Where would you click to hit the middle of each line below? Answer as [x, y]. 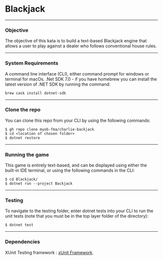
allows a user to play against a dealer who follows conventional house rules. [81, 46]
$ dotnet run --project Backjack [39, 184]
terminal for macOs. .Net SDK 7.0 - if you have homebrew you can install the [81, 79]
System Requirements [32, 63]
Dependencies [23, 242]
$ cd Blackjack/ [21, 179]
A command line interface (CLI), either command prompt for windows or [77, 74]
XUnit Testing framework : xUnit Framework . [49, 252]
